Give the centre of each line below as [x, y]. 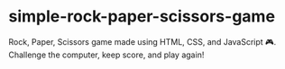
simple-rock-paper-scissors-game [142, 17]
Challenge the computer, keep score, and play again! [106, 55]
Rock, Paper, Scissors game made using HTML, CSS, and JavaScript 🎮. [142, 41]
